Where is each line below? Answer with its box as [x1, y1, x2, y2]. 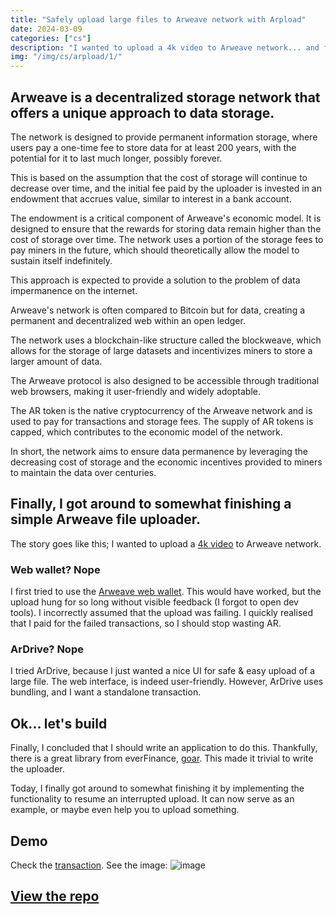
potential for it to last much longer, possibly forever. [10, 152, 223, 164]
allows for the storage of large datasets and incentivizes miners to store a [10, 344, 313, 356]
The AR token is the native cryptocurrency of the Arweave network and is [10, 404, 313, 416]
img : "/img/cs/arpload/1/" [10, 52, 123, 62]
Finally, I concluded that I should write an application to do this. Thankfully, [10, 742, 318, 754]
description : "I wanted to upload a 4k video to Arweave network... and [10, 42, 320, 53]
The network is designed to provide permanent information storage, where [10, 131, 318, 143]
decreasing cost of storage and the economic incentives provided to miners [10, 456, 323, 468]
